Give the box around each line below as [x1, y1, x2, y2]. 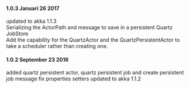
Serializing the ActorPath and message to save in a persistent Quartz [6, 24, 173, 31]
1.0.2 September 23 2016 [6, 56, 69, 63]
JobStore [6, 30, 28, 38]
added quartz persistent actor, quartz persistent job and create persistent [6, 69, 184, 76]
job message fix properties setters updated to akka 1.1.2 [6, 75, 141, 82]
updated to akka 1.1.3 [6, 18, 57, 25]
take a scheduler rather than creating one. [6, 43, 108, 50]
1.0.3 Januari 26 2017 [6, 5, 60, 12]
